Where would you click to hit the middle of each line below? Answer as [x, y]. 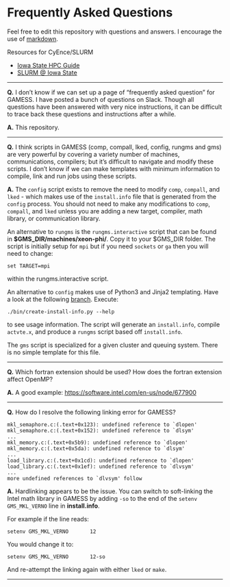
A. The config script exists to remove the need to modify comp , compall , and [114, 189]
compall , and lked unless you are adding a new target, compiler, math [105, 211]
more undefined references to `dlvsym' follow [75, 478]
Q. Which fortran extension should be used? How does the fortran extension [115, 371]
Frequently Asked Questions [90, 13]
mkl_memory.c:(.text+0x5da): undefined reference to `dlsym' [96, 448]
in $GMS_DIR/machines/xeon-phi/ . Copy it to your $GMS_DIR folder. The [111, 239]
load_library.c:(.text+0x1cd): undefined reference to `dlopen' [101, 460]
